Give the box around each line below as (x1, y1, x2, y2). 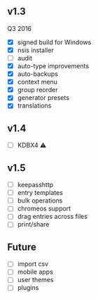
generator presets (17, 94, 70, 102)
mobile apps (17, 267, 54, 276)
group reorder (17, 86, 58, 94)
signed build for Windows (17, 38, 92, 46)
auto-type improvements (17, 62, 90, 70)
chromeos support (17, 204, 71, 213)
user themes (17, 276, 54, 284)
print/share (17, 220, 50, 229)
